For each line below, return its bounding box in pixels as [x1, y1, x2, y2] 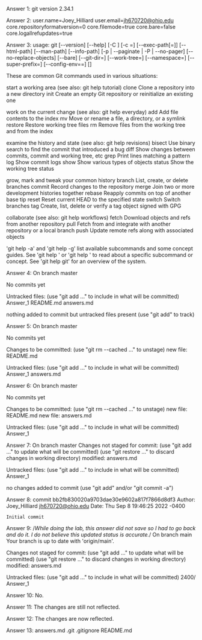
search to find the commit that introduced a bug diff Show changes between [6, 146, 195, 153]
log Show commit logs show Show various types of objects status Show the [6, 159, 194, 165]
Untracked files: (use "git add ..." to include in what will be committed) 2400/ [6, 574, 196, 581]
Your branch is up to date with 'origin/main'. [6, 537, 114, 545]
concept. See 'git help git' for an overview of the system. [6, 258, 147, 265]
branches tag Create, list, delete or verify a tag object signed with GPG [6, 202, 182, 209]
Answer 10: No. [6, 592, 44, 599]
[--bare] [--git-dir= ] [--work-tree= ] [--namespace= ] [57, 54, 186, 61]
